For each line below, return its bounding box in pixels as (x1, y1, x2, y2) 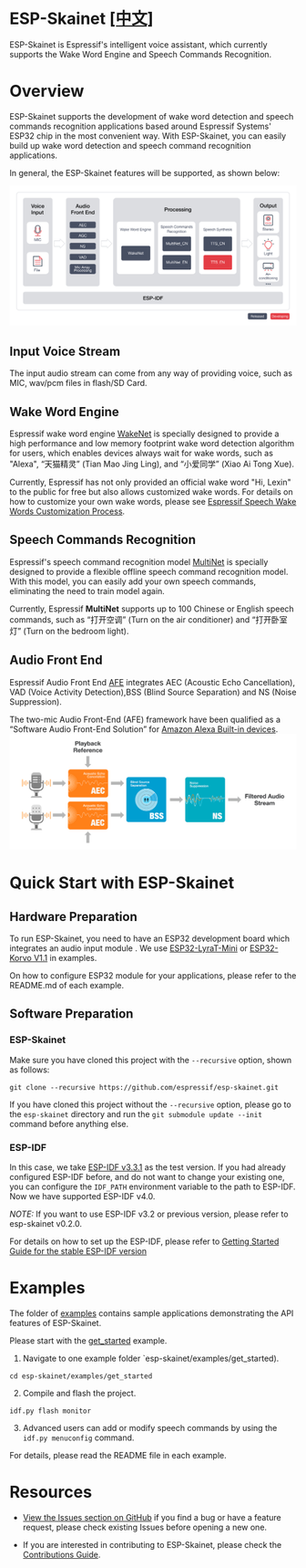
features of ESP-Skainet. (9, 1317, 102, 1328)
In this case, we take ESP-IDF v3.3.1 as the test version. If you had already (9, 1161, 287, 1173)
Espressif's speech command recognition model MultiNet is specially (9, 556, 269, 567)
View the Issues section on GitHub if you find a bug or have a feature (22, 1511, 282, 1522)
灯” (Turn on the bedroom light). (9, 625, 129, 636)
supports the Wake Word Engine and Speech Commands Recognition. (9, 48, 272, 59)
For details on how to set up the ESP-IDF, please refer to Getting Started (9, 1236, 280, 1247)
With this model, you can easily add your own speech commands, (9, 576, 257, 587)
